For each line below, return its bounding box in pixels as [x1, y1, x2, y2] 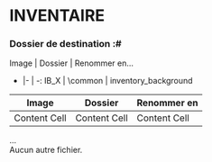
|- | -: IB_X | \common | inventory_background [22, 76, 193, 86]
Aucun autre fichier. [9, 145, 83, 156]
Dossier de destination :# [9, 38, 122, 50]
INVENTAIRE [9, 5, 106, 26]
